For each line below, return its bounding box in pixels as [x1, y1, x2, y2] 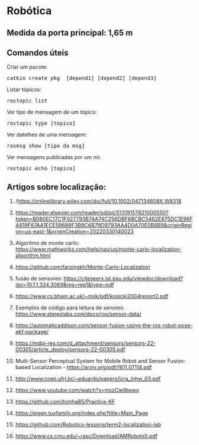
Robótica [7, 4, 52, 18]
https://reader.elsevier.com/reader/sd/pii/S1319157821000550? [15, 209, 169, 217]
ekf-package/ [15, 328, 49, 336]
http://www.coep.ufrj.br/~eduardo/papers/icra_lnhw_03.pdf [15, 375, 161, 382]
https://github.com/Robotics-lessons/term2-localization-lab [15, 421, 162, 428]
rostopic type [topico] [7, 120, 76, 127]
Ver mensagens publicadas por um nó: [7, 154, 101, 161]
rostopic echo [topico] [7, 165, 76, 172]
